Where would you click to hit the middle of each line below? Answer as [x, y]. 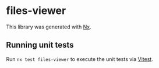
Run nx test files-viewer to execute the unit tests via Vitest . [79, 59]
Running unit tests [40, 45]
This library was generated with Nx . [49, 27]
